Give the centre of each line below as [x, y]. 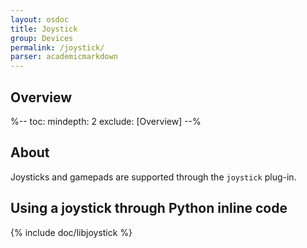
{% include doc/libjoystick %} [71, 232]
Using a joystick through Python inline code [149, 208]
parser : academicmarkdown [64, 57]
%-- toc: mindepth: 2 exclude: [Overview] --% [106, 121]
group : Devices [42, 38]
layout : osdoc [40, 19]
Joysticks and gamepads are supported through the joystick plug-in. [153, 177]
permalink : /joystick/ [57, 47]
